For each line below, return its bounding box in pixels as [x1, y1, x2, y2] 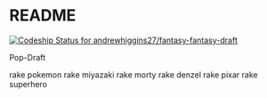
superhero [9, 78, 47, 89]
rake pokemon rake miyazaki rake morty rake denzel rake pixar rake [9, 69, 258, 80]
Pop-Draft [9, 52, 46, 62]
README [9, 5, 77, 26]
